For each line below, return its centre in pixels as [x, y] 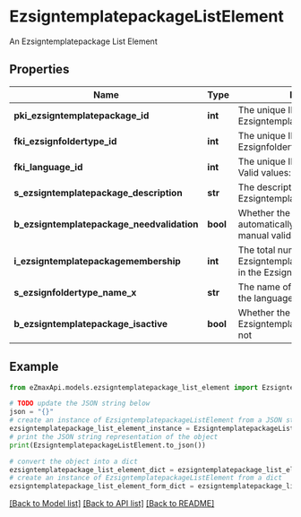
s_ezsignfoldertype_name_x [75, 292]
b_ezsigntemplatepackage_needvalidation [106, 224]
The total [257, 250]
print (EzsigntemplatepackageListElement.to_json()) [107, 445]
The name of [265, 287]
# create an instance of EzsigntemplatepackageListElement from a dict [146, 478]
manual [254, 235]
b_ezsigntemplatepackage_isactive [91, 323]
